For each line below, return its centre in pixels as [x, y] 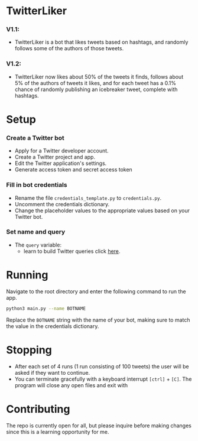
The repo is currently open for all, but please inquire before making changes [99, 425]
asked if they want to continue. [52, 372]
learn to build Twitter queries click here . [72, 251]
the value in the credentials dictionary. [53, 326]
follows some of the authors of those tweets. [69, 48]
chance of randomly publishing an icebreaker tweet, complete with [96, 89]
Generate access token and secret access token [74, 170]
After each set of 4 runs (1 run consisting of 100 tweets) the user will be [102, 366]
